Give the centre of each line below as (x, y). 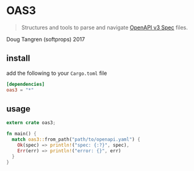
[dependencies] (26, 84)
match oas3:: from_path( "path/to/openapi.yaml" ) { (76, 140)
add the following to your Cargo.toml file (57, 73)
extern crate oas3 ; (31, 123)
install (18, 58)
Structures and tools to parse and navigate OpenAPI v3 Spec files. (104, 27)
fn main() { (21, 134)
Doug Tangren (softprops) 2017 (46, 39)
